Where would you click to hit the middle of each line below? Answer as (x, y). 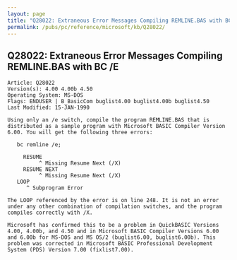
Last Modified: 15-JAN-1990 (49, 108)
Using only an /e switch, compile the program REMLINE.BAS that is (109, 120)
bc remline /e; (39, 145)
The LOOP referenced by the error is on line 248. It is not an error (113, 201)
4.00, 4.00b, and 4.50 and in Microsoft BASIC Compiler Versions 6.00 (113, 231)
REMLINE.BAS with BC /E (63, 67)
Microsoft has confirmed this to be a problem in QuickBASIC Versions (113, 225)
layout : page (26, 14)
